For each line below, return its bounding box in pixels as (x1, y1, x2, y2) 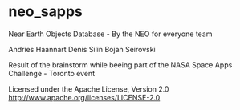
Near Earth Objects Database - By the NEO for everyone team (8, 29, 213, 39)
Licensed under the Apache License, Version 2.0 (8, 84, 169, 94)
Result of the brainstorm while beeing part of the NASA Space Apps (8, 59, 233, 70)
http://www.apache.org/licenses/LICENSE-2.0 (8, 92, 161, 102)
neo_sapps (8, 2, 83, 21)
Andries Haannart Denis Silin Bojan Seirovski (8, 44, 156, 54)
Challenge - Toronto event (8, 68, 95, 78)
